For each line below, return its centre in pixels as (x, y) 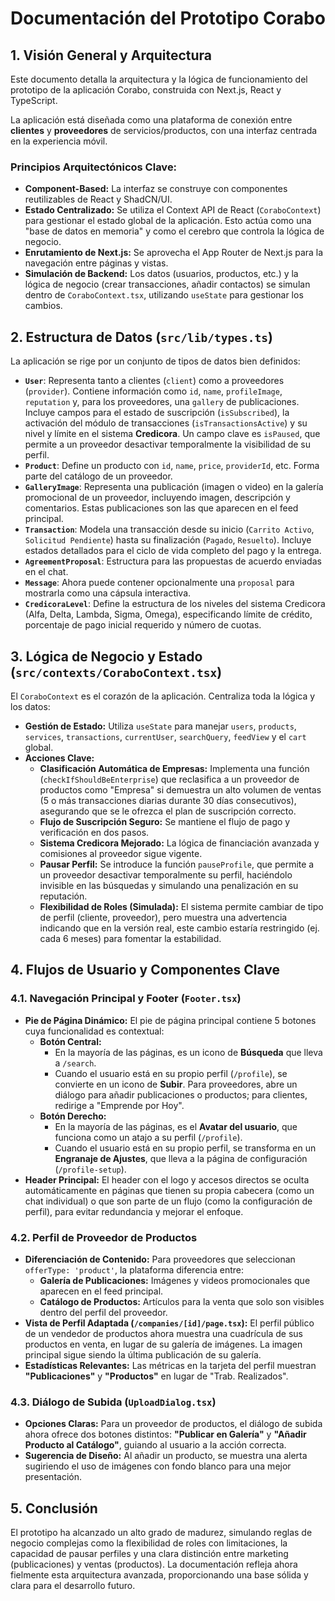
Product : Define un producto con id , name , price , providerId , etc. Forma (172, 466)
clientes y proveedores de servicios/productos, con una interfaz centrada (164, 130)
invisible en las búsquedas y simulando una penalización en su (169, 885)
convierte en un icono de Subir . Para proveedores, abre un (176, 1084)
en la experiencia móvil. (59, 141)
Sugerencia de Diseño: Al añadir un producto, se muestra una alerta (166, 1456)
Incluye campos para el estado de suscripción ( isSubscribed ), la (157, 413)
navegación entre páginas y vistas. (96, 263)
